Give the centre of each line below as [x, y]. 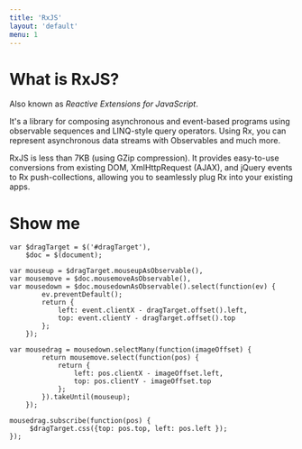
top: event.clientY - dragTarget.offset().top [146, 318]
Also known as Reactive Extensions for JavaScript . [104, 104]
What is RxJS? [64, 79]
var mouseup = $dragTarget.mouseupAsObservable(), [106, 271]
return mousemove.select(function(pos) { [121, 358]
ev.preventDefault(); [82, 295]
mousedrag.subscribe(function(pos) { [80, 421]
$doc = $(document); [64, 255]
